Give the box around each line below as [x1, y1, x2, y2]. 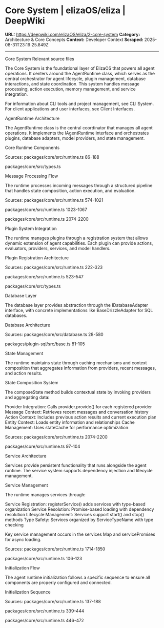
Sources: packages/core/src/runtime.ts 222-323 [5, 264, 103, 270]
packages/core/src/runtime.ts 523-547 [5, 273, 84, 279]
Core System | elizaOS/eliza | [5, 5, 126, 16]
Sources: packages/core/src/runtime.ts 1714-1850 [5, 546, 105, 552]
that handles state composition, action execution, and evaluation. [5, 188, 136, 193]
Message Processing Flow [5, 173, 58, 179]
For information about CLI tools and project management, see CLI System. [5, 101, 154, 106]
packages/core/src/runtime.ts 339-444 [5, 608, 84, 614]
